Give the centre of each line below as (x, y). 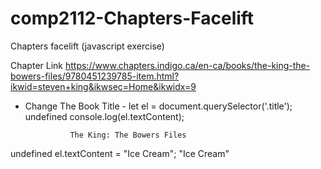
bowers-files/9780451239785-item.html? (95, 76)
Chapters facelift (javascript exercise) (87, 46)
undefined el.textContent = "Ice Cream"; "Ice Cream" (120, 153)
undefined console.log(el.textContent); (104, 116)
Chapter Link (37, 65)
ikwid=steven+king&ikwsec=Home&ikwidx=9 (103, 86)
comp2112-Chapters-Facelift (132, 18)
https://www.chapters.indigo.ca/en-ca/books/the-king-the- (187, 65)
